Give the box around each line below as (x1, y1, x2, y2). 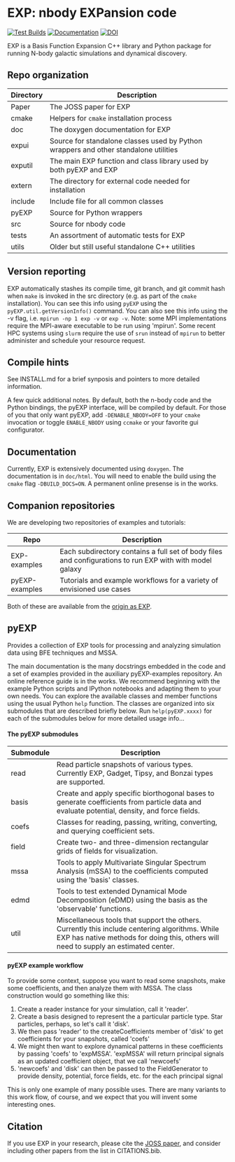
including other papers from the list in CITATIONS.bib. (7, 1147, 162, 1155)
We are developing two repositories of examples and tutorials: (7, 518, 186, 526)
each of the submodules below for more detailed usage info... (7, 714, 185, 722)
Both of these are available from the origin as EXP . (7, 602, 152, 610)
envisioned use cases (59, 584, 131, 594)
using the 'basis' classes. (56, 875, 140, 885)
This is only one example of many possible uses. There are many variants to (7, 1086, 226, 1094)
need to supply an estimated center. (56, 942, 175, 951)
